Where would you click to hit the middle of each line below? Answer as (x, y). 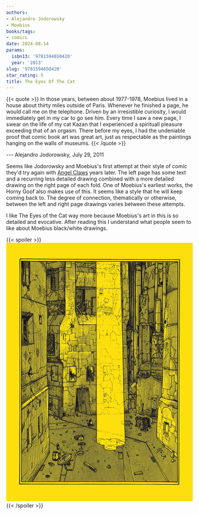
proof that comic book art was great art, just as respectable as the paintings (99, 137)
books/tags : (21, 31)
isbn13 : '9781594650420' (42, 56)
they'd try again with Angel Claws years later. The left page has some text (96, 173)
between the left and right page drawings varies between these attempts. (96, 204)
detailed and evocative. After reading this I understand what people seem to (99, 222)
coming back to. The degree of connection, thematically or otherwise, (91, 198)
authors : (17, 12)
